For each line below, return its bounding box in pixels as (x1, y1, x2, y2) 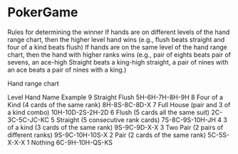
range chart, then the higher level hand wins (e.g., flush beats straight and (7, 35, 225, 43)
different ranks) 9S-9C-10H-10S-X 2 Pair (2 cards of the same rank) (7, 131, 207, 139)
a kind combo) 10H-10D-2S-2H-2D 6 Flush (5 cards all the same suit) (7, 108, 210, 116)
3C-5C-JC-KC (7, 115, 50, 124)
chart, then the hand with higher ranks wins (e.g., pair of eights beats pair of (7, 50, 232, 59)
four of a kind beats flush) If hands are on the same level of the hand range (7, 43, 228, 51)
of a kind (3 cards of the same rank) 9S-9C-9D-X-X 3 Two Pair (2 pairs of (7, 123, 224, 131)
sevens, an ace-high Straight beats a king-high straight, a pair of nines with (7, 57, 229, 66)
